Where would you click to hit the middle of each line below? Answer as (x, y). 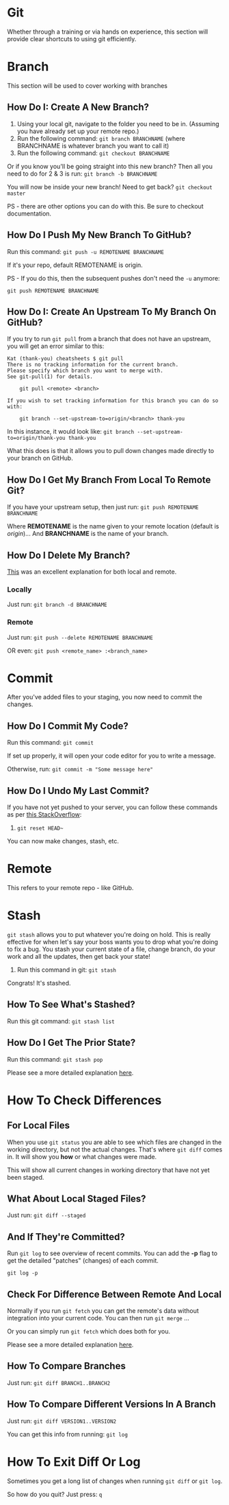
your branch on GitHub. (40, 458)
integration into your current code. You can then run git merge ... (98, 1318)
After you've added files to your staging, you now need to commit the (105, 697)
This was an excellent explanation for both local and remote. (92, 572)
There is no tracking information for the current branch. (93, 365)
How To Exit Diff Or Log (74, 1461)
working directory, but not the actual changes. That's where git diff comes (115, 1149)
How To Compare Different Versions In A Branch (112, 1404)
